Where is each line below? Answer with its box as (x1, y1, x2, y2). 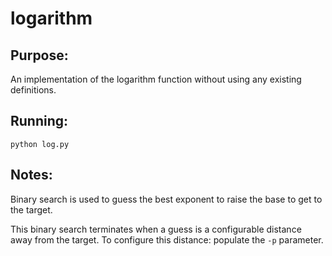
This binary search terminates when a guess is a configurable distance (10, 223, 302, 235)
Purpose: (10, 47, 69, 64)
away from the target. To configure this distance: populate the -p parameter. (10, 233, 324, 246)
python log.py (10, 139, 70, 149)
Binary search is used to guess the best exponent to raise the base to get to (10, 193, 323, 205)
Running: (10, 113, 69, 130)
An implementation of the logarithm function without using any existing (10, 73, 302, 85)
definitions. (10, 84, 57, 96)
